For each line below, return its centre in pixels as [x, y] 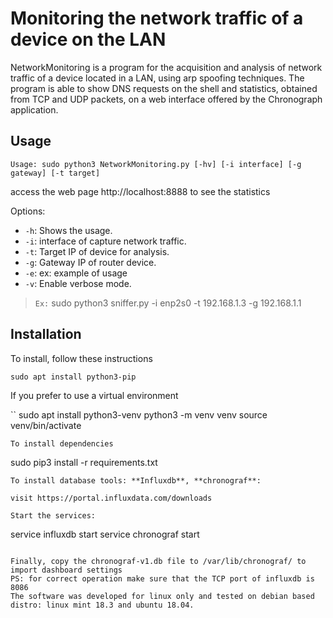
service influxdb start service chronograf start [105, 534]
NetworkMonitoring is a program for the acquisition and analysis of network [166, 67]
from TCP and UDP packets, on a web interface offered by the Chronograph [166, 99]
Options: [28, 211]
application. [34, 109]
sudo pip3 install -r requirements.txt [84, 462]
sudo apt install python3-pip [73, 377]
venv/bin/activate [46, 425]
